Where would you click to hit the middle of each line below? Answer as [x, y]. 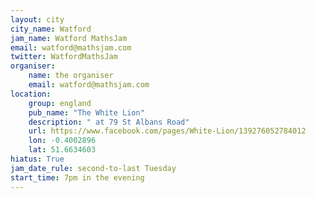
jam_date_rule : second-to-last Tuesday [93, 168]
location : [31, 94]
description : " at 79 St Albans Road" [109, 122]
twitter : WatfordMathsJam [64, 57]
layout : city [37, 19]
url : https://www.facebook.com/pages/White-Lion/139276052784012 [167, 131]
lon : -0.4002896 [62, 141]
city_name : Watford [51, 29]
